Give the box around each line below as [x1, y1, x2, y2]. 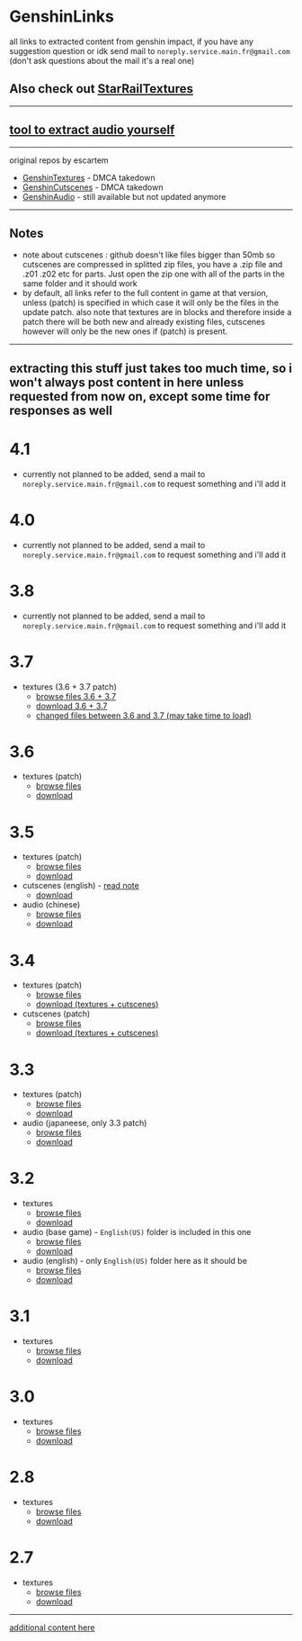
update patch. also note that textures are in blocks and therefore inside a [22, 307, 292, 318]
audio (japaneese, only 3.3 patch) [22, 1118, 147, 1129]
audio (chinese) [22, 899, 81, 910]
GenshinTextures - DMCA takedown [22, 172, 155, 183]
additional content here [9, 1622, 95, 1633]
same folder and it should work [22, 278, 138, 289]
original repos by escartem [9, 155, 110, 166]
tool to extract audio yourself [9, 122, 175, 138]
